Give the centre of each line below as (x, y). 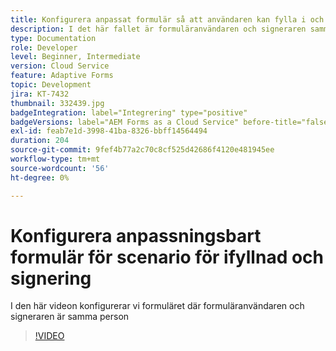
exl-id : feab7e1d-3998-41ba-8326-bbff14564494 (109, 131)
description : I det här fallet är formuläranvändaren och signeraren (158, 29)
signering (51, 278)
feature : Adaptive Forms (62, 76)
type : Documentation (53, 38)
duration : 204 (40, 141)
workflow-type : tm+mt (55, 159)
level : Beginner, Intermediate (75, 57)
